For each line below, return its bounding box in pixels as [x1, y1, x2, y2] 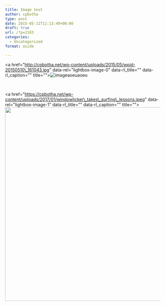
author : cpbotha [5, 12, 38, 17]
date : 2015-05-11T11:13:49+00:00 [5, 21, 74, 26]
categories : [5, 35, 29, 40]
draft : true [5, 26, 29, 31]
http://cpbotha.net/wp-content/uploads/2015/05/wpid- [24, 61, 136, 67]
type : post [5, 16, 27, 21]
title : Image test [5, 7, 43, 12]
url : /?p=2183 [5, 30, 34, 35]
